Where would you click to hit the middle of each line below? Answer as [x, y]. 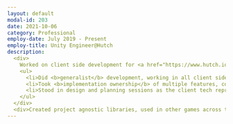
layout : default [31, 13]
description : [26, 52]
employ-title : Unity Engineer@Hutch [60, 45]
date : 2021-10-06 [32, 26]
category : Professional [42, 33]
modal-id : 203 [28, 20]
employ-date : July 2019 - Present [57, 39]
